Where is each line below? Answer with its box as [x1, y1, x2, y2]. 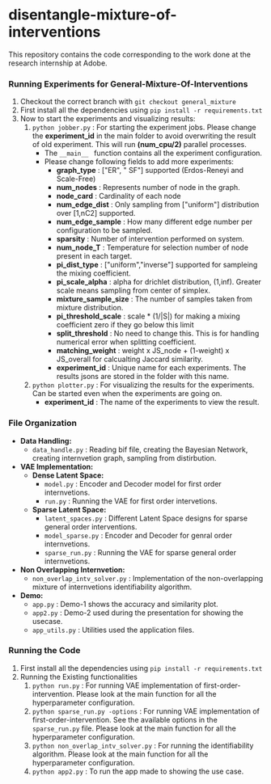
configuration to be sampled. [56, 226, 153, 235]
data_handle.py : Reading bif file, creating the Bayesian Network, [32, 445, 248, 454]
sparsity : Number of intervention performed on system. [56, 234, 245, 244]
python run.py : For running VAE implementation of [32, 681, 202, 690]
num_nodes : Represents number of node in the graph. [56, 183, 240, 192]
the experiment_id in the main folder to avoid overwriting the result [32, 131, 256, 141]
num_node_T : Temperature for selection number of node [56, 242, 249, 252]
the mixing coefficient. [56, 268, 131, 278]
